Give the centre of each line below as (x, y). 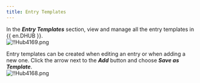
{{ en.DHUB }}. (25, 35)
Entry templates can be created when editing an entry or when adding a (96, 54)
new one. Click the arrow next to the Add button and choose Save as (93, 60)
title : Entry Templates (36, 12)
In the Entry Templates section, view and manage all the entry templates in (100, 29)
